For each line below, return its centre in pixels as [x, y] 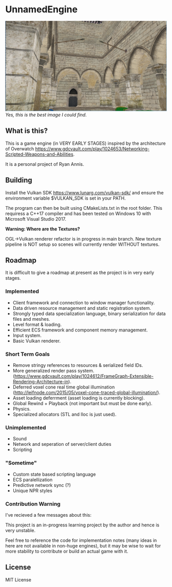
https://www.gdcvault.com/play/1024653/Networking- [92, 149]
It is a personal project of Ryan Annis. [45, 164]
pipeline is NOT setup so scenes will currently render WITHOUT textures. [82, 244]
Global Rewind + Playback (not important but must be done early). [82, 403]
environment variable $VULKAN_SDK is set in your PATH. [66, 198]
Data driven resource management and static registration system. [82, 308]
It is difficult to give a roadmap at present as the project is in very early [80, 272]
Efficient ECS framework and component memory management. [80, 330]
